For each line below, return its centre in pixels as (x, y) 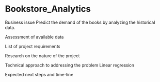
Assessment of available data (34, 37)
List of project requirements (33, 46)
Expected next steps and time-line (39, 74)
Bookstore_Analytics (48, 9)
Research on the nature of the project (42, 56)
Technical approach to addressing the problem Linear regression (70, 65)
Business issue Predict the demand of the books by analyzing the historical (80, 22)
